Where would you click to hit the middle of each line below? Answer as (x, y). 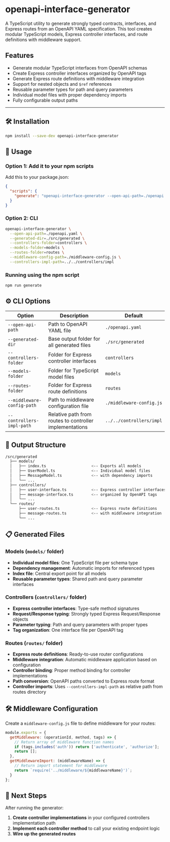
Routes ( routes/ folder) (34, 643)
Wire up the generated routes (44, 834)
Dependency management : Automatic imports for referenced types (83, 568)
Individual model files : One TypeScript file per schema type (75, 563)
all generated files (69, 345)
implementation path (34, 823)
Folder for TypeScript (73, 370)
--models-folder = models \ (37, 248)
